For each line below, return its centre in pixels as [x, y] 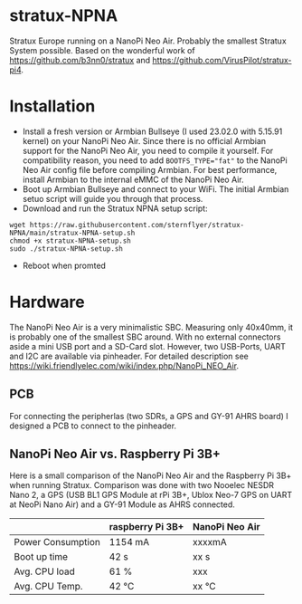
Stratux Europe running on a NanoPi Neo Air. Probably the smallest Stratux [148, 41]
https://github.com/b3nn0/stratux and [80, 60]
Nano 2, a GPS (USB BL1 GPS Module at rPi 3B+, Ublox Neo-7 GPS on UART [151, 495]
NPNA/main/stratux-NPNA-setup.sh [72, 233]
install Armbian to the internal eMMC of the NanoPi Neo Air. [133, 179]
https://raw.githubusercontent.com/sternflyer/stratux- [137, 225]
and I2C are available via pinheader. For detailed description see [129, 356]
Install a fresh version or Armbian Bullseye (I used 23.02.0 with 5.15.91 [152, 131]
